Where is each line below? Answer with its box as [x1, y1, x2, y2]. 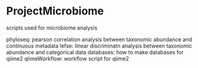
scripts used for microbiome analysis [6, 24, 98, 31]
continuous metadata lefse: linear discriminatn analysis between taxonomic [6, 42, 193, 49]
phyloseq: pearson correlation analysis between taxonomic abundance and [6, 36, 193, 43]
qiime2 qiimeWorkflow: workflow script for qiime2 [6, 55, 129, 62]
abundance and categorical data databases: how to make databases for [6, 48, 184, 55]
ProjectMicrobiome [6, 4, 104, 18]
